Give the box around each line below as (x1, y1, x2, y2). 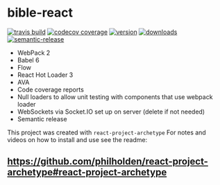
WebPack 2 (17, 49, 51, 57)
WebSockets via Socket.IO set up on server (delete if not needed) (17, 107, 205, 116)
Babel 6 (17, 55, 40, 64)
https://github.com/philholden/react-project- (7, 156, 208, 168)
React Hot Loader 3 (17, 71, 74, 79)
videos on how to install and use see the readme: (7, 135, 148, 143)
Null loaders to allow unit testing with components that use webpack (17, 92, 213, 101)
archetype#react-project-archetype (7, 166, 167, 178)
